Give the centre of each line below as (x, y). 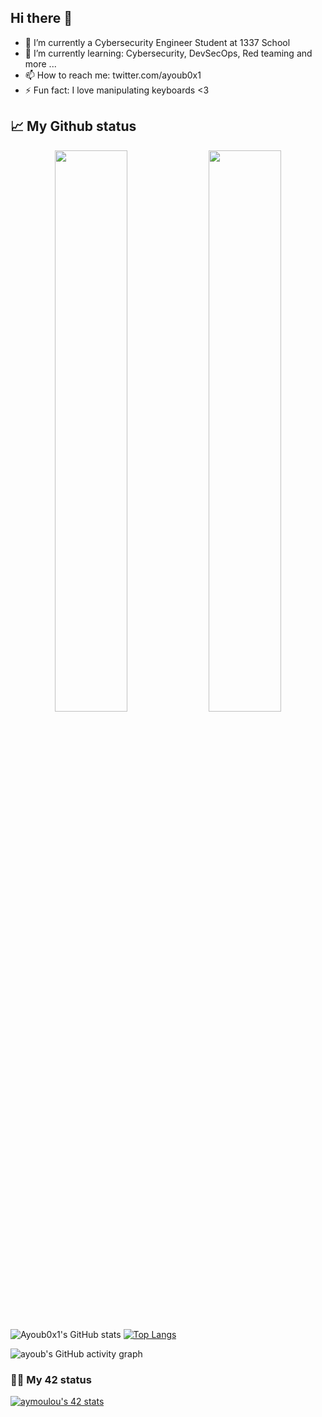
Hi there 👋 (41, 18)
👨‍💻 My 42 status (51, 1379)
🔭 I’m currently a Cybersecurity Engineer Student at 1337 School (157, 42)
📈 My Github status (73, 126)
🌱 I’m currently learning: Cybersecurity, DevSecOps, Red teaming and (168, 53)
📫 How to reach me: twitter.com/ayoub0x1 (113, 75)
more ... (40, 63)
